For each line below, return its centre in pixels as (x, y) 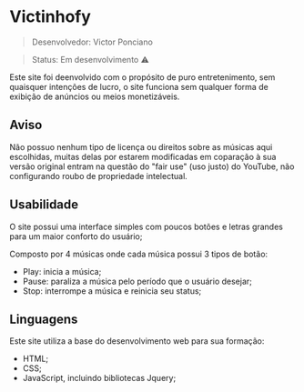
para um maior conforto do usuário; (76, 236)
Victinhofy (50, 17)
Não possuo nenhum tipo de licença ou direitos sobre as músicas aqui (141, 146)
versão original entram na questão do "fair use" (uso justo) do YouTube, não (152, 166)
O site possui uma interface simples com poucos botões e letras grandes (147, 226)
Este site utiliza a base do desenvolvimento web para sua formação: (137, 341)
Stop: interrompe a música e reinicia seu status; (112, 291)
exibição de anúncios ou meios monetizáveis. (95, 96)
